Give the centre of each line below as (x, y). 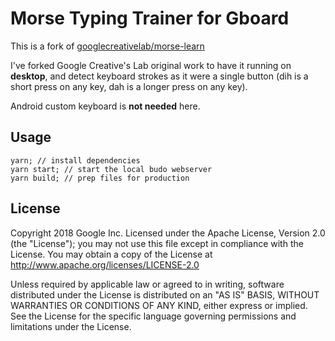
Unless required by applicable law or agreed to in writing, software (147, 284)
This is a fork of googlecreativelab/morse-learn (107, 46)
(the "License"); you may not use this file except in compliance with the (157, 243)
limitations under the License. (71, 326)
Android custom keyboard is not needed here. (105, 106)
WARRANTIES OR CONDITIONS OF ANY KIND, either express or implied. (159, 305)
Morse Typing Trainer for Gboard (150, 18)
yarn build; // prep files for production (100, 178)
